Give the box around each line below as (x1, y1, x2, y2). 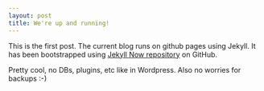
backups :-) (8, 73, 47, 83)
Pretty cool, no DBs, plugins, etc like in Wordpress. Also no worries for (8, 65, 241, 74)
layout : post (8, 11, 52, 20)
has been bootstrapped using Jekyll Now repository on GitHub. (8, 49, 218, 59)
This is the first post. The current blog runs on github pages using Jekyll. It (8, 41, 256, 50)
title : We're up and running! (8, 19, 110, 27)
